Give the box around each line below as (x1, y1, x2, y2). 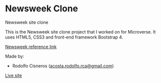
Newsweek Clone (5, 3, 78, 14)
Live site (5, 72, 22, 78)
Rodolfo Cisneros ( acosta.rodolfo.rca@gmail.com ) (12, 63, 114, 69)
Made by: (5, 53, 25, 59)
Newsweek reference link (5, 43, 57, 49)
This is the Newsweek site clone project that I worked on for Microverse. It (5, 29, 156, 35)
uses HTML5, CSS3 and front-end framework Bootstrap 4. (5, 34, 123, 40)
